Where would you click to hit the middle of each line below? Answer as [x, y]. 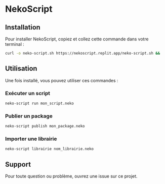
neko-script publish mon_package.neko [45, 126]
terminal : [15, 44]
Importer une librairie [31, 139]
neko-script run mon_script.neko [40, 103]
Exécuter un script [28, 93]
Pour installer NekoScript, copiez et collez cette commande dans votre [77, 39]
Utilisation [21, 69]
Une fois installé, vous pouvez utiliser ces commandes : [62, 80]
